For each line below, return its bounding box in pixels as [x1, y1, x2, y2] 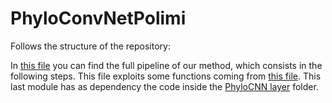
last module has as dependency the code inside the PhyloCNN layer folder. [10, 80, 319, 92]
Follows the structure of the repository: [10, 40, 171, 52]
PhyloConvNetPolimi [10, 7, 187, 30]
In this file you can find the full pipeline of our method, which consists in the [10, 59, 323, 71]
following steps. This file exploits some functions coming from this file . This [10, 70, 322, 82]
